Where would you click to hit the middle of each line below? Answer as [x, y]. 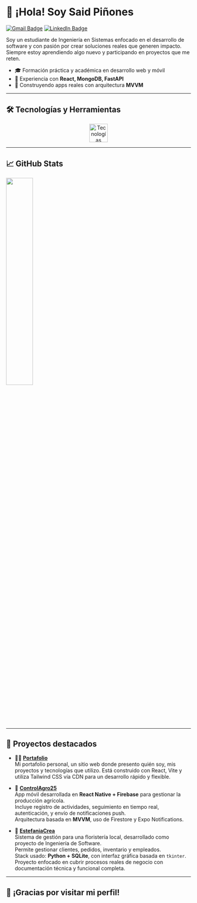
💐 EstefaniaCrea [35, 831]
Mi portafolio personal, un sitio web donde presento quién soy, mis [95, 764]
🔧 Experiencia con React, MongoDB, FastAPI [69, 78]
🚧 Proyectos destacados [52, 744]
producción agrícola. [40, 801]
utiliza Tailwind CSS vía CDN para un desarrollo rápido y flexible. [93, 777]
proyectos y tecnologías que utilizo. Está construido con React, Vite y [98, 771]
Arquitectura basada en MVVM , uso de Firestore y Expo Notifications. [99, 819]
